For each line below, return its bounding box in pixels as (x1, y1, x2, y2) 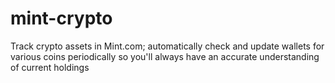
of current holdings (10, 61, 90, 73)
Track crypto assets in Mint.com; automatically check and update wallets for (10, 40, 325, 52)
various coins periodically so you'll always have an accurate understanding (10, 50, 320, 62)
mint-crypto (10, 7, 113, 30)
